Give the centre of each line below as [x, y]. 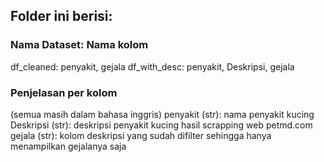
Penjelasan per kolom [64, 92]
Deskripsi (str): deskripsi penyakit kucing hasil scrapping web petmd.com [161, 125]
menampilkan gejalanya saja [68, 146]
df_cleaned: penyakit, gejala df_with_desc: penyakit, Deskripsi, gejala [152, 66]
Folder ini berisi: [61, 16]
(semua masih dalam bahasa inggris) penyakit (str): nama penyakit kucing [162, 114]
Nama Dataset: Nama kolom [79, 45]
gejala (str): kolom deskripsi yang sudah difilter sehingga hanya [141, 135]
